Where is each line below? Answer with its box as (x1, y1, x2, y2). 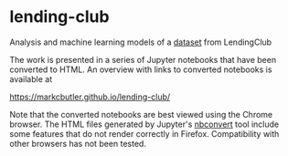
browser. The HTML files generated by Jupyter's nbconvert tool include (9, 119, 280, 130)
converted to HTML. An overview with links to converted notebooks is (9, 64, 272, 75)
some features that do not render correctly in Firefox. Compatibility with (9, 128, 280, 139)
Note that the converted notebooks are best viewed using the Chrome (9, 109, 273, 120)
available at (9, 73, 53, 84)
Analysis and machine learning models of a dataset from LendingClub (9, 36, 272, 47)
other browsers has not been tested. (9, 138, 146, 149)
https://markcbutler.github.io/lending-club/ (9, 91, 171, 102)
